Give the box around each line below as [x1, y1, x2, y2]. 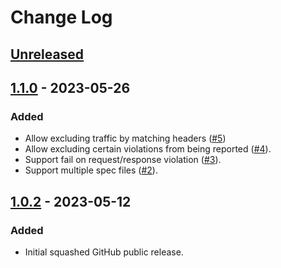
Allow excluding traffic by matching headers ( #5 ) [24, 132, 227, 145]
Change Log [10, 6, 113, 29]
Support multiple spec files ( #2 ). [24, 164, 158, 176]
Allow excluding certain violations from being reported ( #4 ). [24, 143, 272, 155]
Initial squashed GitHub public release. [24, 246, 184, 258]
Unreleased [10, 46, 85, 63]
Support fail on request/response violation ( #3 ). [24, 154, 222, 166]
